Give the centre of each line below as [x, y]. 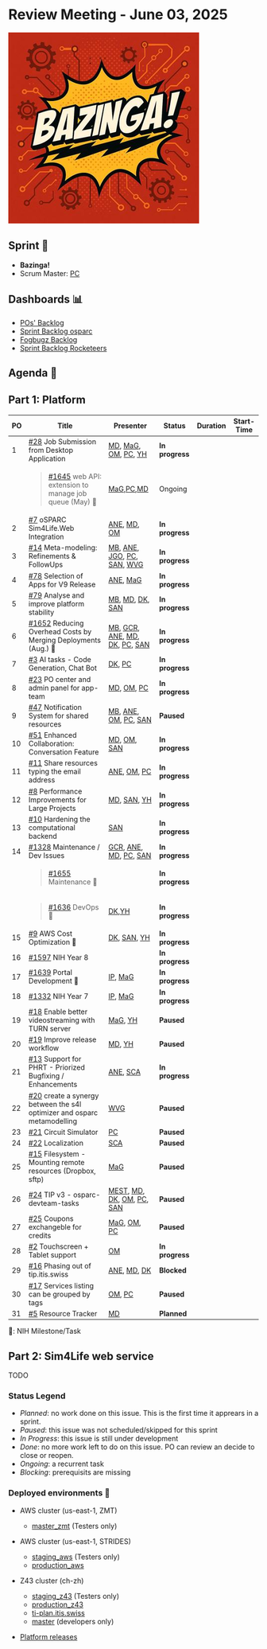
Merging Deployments [65, 640]
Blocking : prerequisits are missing [75, 1472]
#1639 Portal [50, 973]
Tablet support [52, 1255]
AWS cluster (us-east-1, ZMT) [68, 1511]
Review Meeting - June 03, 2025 [118, 15]
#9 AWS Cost [50, 934]
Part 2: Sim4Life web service [81, 1356]
